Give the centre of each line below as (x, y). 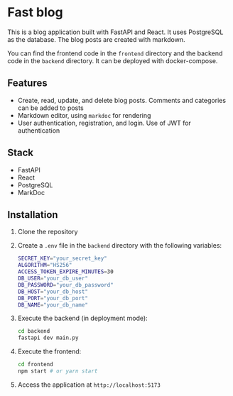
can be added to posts (50, 108)
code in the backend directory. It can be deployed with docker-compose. (113, 60)
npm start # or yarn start (58, 371)
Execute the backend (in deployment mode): (82, 318)
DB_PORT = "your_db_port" (53, 298)
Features (27, 83)
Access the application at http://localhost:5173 (89, 385)
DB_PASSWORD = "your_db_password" (65, 285)
